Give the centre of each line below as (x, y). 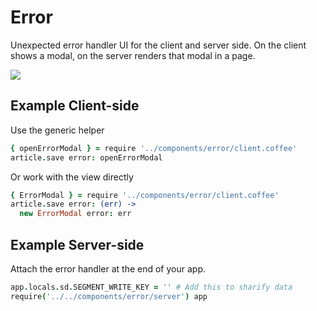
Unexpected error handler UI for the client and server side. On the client (158, 45)
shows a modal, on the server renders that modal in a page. (133, 55)
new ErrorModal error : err (75, 214)
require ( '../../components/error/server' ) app (109, 296)
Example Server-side (77, 244)
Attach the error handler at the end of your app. (108, 268)
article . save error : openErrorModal (86, 157)
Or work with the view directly (72, 177)
